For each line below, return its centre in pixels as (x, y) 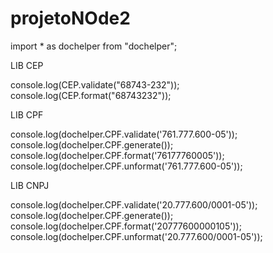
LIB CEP (27, 65)
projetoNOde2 (70, 18)
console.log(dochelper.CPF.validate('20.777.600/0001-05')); (134, 204)
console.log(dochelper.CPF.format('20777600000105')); (126, 226)
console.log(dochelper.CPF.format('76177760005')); (117, 155)
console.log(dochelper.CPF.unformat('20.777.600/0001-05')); (136, 236)
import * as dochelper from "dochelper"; (94, 46)
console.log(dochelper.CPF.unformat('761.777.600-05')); (126, 166)
